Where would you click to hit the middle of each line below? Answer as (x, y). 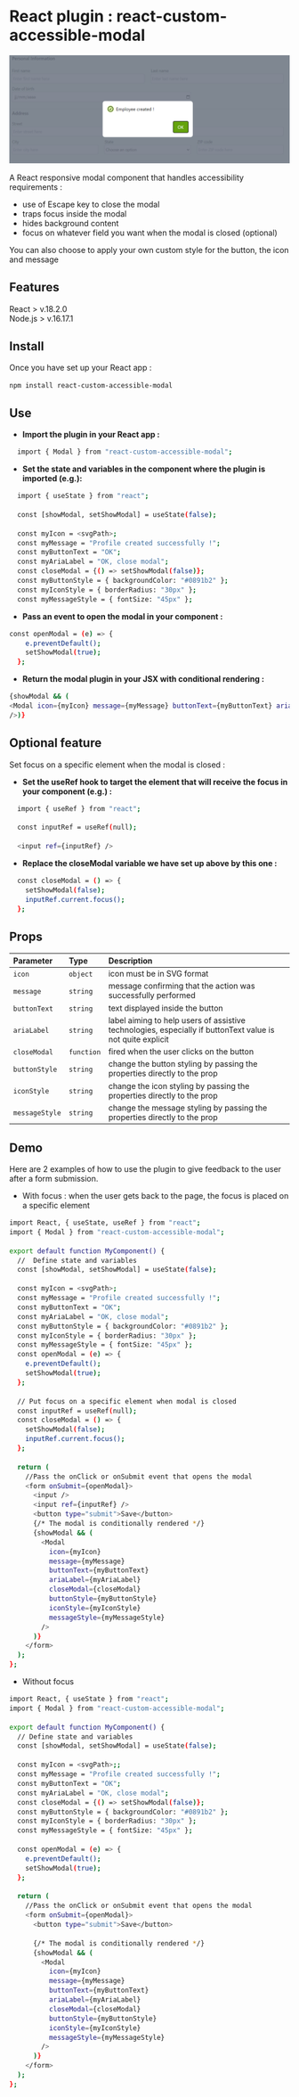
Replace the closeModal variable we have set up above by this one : (149, 863)
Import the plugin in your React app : (91, 435)
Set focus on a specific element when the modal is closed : (117, 765)
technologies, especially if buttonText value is (191, 1029)
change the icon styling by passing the (179, 1085)
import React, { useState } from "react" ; (89, 1700)
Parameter (33, 961)
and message (34, 259)
